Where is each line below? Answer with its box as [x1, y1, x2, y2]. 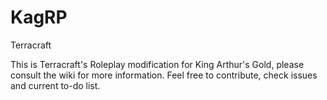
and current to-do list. [10, 79, 101, 91]
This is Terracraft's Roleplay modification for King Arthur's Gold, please [10, 58, 305, 70]
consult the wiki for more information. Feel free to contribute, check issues [10, 69, 318, 81]
